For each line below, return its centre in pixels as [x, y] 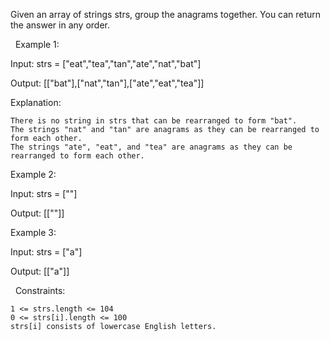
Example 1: [37, 44]
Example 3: [33, 232]
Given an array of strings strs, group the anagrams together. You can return [166, 14]
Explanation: [36, 102]
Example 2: [33, 174]
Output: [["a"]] [40, 271]
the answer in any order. [60, 25]
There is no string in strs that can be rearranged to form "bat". [154, 121]
